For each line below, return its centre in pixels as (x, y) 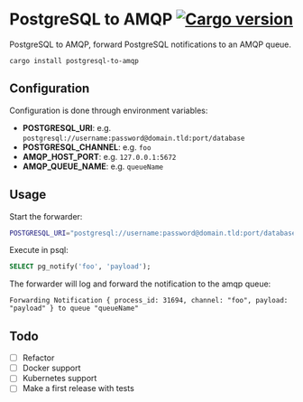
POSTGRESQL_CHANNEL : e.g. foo (87, 147)
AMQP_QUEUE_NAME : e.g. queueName (93, 166)
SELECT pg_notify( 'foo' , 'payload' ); (80, 266)
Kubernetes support (60, 379)
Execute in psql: (39, 250)
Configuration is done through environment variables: (109, 110)
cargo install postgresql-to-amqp (74, 61)
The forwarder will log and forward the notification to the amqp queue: (140, 284)
